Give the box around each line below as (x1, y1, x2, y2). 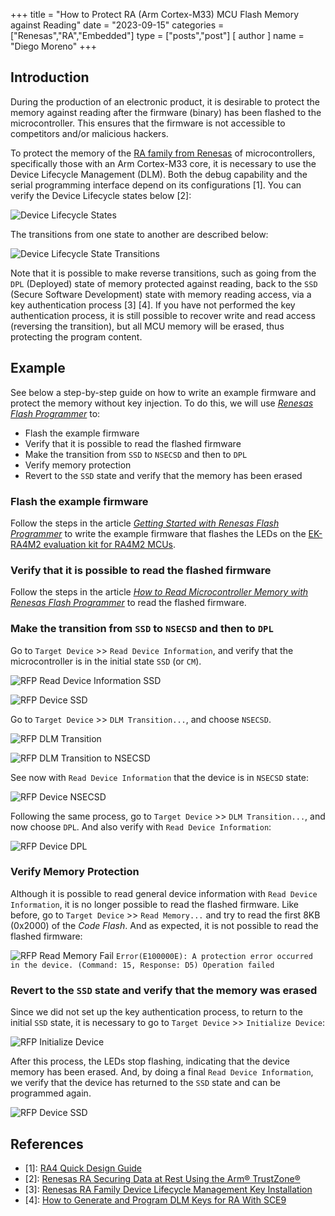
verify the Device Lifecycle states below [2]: (10, 189, 192, 201)
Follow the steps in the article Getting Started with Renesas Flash (10, 517, 280, 529)
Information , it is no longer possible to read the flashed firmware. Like (10, 898, 300, 910)
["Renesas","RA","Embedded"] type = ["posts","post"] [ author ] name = (10, 30, 305, 41)
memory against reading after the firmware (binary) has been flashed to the (10, 106, 322, 118)
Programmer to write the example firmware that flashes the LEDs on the (10, 527, 307, 539)
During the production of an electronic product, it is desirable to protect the (10, 95, 320, 108)
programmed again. (10, 1087, 92, 1099)
